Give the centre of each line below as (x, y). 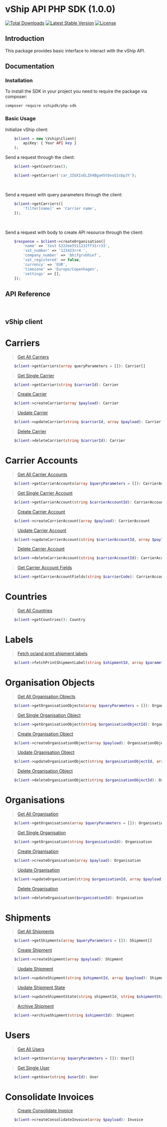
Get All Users (31, 1049)
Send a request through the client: (40, 158)
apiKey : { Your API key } (50, 143)
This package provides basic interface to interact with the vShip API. (75, 50)
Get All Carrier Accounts (42, 474)
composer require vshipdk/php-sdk (41, 106)
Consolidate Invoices (50, 1097)
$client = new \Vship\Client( (45, 139)
